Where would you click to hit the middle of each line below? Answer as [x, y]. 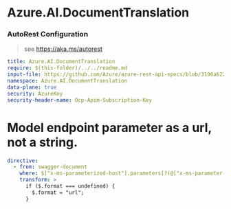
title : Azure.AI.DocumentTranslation [61, 62]
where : [29, 173]
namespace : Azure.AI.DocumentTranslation [67, 81]
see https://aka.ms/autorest [63, 49]
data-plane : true [32, 87]
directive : [23, 161]
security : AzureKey [35, 93]
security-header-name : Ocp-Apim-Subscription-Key [80, 100]
